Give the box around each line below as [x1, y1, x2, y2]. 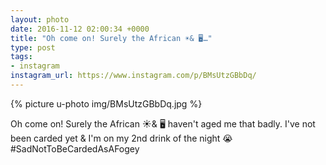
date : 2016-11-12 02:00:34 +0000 [10, 24, 150, 34]
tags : [10, 52, 33, 62]
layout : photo [10, 14, 70, 25]
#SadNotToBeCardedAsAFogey [10, 142, 140, 155]
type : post [10, 42, 56, 53]
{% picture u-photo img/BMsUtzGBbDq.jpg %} [10, 97, 203, 110]
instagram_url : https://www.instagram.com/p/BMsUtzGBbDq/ [10, 71, 257, 81]
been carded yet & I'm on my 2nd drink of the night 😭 [10, 132, 233, 144]
